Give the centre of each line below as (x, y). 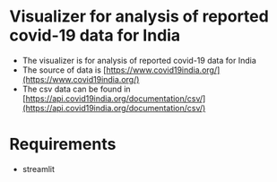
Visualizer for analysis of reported (139, 17)
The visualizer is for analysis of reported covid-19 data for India (139, 60)
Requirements (63, 144)
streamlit (39, 169)
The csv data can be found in (77, 89)
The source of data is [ (64, 70)
